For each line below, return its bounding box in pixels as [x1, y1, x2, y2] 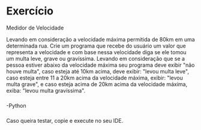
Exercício [6, 4, 54, 18]
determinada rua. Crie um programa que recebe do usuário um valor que [6, 42, 186, 49]
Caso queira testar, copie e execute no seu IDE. [6, 117, 124, 124]
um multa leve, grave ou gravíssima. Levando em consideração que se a [6, 55, 185, 62]
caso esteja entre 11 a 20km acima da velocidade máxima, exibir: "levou [6, 74, 183, 81]
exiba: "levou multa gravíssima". [6, 87, 86, 94]
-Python [6, 102, 26, 109]
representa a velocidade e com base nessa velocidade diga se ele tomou [6, 48, 187, 55]
